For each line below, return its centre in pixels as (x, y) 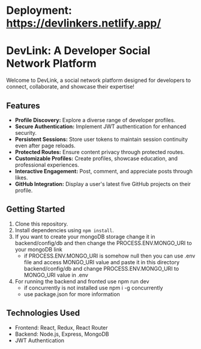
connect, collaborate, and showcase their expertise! (70, 87)
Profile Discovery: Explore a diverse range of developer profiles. (95, 120)
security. (26, 132)
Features (23, 106)
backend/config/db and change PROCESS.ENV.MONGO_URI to (101, 268)
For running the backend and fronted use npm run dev (82, 281)
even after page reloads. (45, 146)
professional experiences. (47, 165)
